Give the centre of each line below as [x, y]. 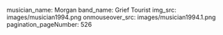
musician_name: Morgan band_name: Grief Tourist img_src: [91, 10]
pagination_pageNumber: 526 [49, 24]
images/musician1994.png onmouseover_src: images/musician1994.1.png [111, 17]
